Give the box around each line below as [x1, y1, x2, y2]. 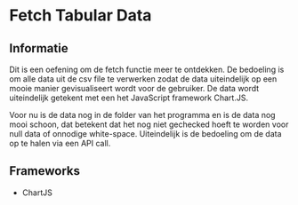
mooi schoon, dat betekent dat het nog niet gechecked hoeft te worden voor [9, 119, 289, 130]
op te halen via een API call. [9, 138, 111, 148]
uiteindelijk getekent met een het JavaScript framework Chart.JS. [9, 92, 249, 103]
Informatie [9, 41, 68, 56]
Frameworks [9, 163, 81, 178]
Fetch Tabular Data [9, 5, 152, 26]
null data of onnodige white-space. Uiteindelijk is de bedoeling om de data [9, 129, 282, 138]
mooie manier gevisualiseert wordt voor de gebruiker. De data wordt [9, 83, 260, 93]
